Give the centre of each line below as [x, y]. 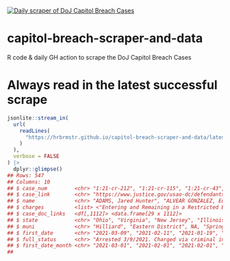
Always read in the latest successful [112, 85]
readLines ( [35, 130]
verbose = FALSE [36, 157]
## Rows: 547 [26, 175]
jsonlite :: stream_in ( [38, 118]
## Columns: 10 [29, 182]
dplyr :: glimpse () [38, 169]
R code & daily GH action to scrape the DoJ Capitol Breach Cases [99, 57]
